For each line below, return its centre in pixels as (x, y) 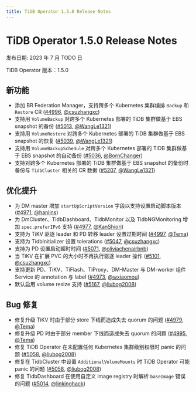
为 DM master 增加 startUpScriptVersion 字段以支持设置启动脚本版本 (98, 206)
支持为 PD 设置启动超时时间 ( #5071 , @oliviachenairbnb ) (81, 249)
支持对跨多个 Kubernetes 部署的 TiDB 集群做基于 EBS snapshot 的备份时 (102, 163)
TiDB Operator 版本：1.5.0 (37, 70)
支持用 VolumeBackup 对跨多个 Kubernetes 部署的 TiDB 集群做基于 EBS (98, 119)
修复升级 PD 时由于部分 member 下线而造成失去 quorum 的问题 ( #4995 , (101, 333)
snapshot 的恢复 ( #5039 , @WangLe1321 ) (63, 141)
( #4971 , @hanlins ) (36, 212)
